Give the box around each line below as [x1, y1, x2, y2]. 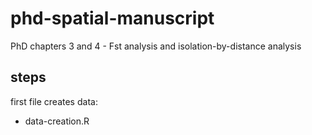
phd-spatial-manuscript [10, 7, 215, 30]
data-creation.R [24, 115, 90, 127]
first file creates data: [10, 95, 98, 107]
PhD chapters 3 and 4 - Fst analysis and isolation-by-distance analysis [10, 40, 302, 52]
